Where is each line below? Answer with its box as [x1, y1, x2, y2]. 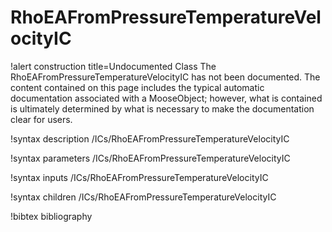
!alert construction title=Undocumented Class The [10, 60, 217, 72]
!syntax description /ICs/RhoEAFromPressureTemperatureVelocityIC [10, 132, 290, 145]
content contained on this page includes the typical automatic [10, 81, 265, 93]
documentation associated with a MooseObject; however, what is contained [10, 92, 323, 104]
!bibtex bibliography [10, 210, 93, 222]
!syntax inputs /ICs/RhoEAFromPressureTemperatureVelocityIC [10, 171, 269, 183]
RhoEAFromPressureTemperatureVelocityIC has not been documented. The [10, 71, 321, 83]
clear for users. [10, 113, 73, 125]
